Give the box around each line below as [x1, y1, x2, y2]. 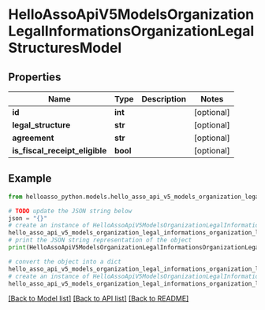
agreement [12, 132, 54, 143]
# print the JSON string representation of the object [8, 236, 192, 245]
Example [8, 172, 52, 186]
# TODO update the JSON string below [8, 207, 132, 215]
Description [141, 94, 187, 104]
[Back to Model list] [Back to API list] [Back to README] [8, 293, 189, 304]
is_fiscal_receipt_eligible [12, 146, 107, 156]
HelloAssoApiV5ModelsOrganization [8, 6, 255, 24]
